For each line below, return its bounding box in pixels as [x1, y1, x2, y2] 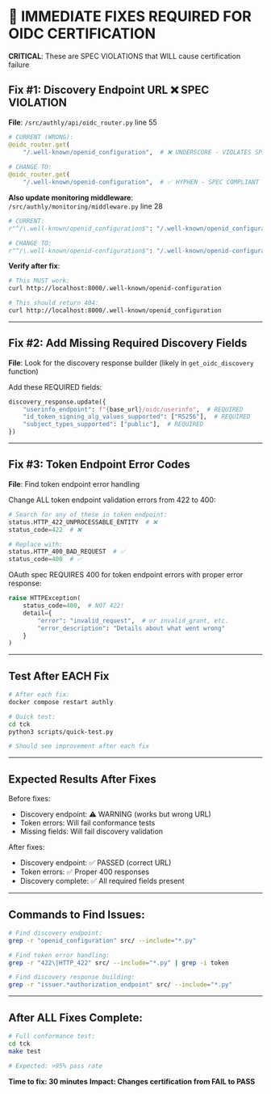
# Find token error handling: [8, 951, 110, 959]
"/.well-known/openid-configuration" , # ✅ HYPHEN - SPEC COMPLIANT [23, 178, 260, 186]
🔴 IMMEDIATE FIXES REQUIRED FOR [8, 7, 252, 26]
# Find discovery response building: [8, 974, 135, 982]
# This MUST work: [8, 277, 70, 285]
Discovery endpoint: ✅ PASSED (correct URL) [19, 858, 172, 868]
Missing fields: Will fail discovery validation [19, 826, 164, 836]
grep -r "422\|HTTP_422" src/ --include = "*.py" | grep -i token [8, 958, 229, 967]
